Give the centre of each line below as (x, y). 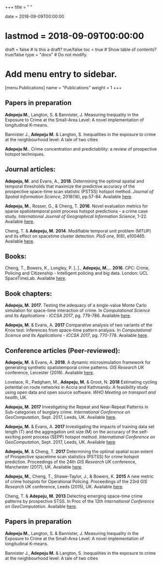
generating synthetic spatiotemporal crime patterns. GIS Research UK (74, 367)
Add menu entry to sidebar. (61, 74)
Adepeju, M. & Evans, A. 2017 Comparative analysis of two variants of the (79, 325)
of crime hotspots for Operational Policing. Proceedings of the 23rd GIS (76, 481)
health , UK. (16, 397)
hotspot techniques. (25, 154)
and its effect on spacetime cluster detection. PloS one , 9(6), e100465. (75, 236)
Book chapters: (29, 293)
